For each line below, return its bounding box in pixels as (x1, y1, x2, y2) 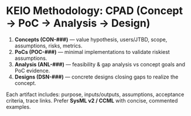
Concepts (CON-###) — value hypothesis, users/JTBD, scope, (14, 36, 168, 43)
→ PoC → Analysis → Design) (6, 16, 151, 30)
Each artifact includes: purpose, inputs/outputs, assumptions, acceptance (6, 91, 185, 98)
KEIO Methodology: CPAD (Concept (6, 4, 183, 18)
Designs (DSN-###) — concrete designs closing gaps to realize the (14, 73, 179, 80)
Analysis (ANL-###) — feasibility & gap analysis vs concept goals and (14, 60, 186, 68)
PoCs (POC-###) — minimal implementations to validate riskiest (14, 48, 170, 55)
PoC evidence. (14, 67, 50, 74)
